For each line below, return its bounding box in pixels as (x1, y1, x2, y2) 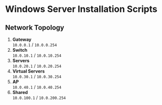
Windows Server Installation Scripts (5, 3, 158, 15)
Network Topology (5, 23, 64, 32)
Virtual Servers (12, 68, 45, 74)
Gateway (12, 36, 31, 42)
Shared (12, 90, 28, 95)
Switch (12, 47, 27, 53)
